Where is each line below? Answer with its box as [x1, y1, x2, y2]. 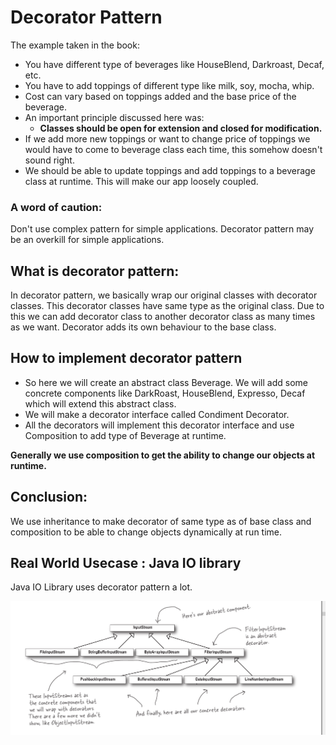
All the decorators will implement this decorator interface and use [24, 419, 295, 431]
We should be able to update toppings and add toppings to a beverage [24, 164, 316, 176]
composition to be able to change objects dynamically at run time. [10, 526, 283, 538]
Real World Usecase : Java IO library [10, 555, 242, 572]
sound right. [24, 154, 75, 166]
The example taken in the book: [10, 39, 140, 51]
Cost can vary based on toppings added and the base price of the [24, 90, 297, 102]
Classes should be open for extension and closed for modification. [39, 122, 323, 134]
